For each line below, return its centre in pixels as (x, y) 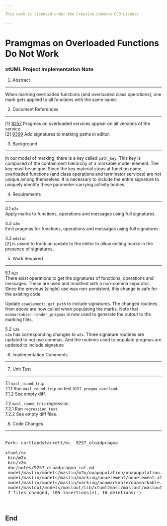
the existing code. (24, 294)
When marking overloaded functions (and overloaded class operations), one (83, 95)
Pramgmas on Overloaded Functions (82, 43)
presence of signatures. (30, 249)
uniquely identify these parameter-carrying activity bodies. (65, 185)
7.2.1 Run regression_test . (32, 409)
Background (25, 144)
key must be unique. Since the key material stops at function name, (74, 169)
